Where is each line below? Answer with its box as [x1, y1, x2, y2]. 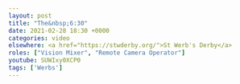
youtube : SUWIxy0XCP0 [8, 57, 81, 65]
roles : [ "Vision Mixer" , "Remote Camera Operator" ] [8, 49, 185, 57]
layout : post [8, 11, 52, 20]
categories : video [8, 34, 70, 42]
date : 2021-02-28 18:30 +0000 [8, 26, 110, 34]
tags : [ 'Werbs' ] [8, 64, 63, 72]
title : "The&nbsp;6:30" [8, 19, 89, 27]
